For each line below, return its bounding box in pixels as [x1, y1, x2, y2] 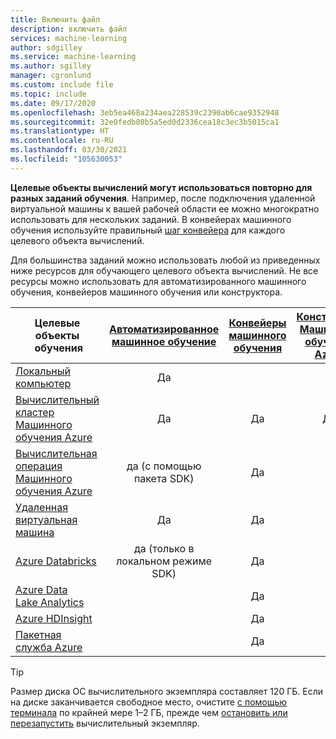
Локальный [15, 364, 72, 378]
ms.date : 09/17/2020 [10, 98, 97, 108]
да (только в [133, 541, 195, 555]
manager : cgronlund [10, 71, 92, 81]
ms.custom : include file [10, 80, 114, 90]
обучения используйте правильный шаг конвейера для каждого [10, 224, 286, 236]
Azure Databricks [15, 554, 97, 568]
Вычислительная [15, 446, 98, 460]
